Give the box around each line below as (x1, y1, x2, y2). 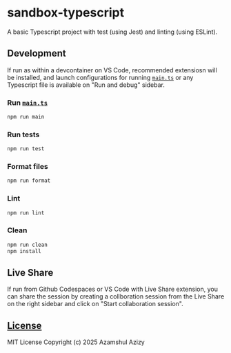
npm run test (7, 145, 45, 152)
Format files (7, 162, 48, 172)
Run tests (7, 130, 40, 139)
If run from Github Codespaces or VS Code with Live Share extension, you (7, 285, 219, 294)
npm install (7, 248, 41, 254)
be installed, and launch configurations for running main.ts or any (7, 73, 194, 81)
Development (7, 48, 67, 59)
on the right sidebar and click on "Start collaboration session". (7, 300, 184, 308)
